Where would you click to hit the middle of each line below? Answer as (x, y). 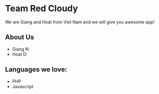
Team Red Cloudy (41, 9)
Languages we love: (36, 69)
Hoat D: (20, 54)
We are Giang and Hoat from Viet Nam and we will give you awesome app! (80, 22)
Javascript (23, 86)
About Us (20, 37)
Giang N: (21, 49)
